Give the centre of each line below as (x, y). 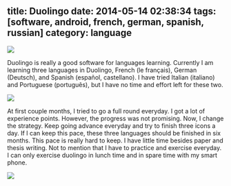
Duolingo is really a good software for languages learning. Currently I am (110, 62)
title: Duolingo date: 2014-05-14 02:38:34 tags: (112, 11)
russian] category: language (70, 33)
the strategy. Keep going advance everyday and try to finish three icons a (111, 125)
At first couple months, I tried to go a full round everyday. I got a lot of (106, 111)
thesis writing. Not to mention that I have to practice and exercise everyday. (114, 147)
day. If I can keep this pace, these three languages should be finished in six (114, 133)
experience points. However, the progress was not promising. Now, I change (115, 118)
